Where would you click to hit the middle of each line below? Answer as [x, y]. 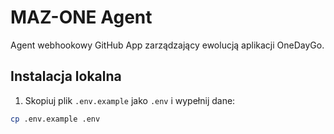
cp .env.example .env [55, 119]
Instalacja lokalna [66, 76]
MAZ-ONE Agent [81, 17]
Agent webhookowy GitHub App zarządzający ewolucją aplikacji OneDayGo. [167, 45]
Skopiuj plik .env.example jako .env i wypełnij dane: [130, 100]
